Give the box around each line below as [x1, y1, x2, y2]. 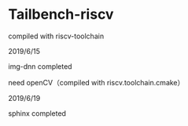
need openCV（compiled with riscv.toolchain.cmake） [8, 77, 185, 87]
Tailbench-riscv [8, 5, 114, 23]
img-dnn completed [8, 61, 72, 71]
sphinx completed [8, 108, 67, 118]
